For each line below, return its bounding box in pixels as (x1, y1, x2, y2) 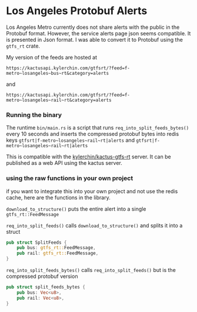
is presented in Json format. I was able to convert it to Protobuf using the (6, 36, 183, 43)
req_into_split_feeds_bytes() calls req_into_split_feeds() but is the (6, 267, 176, 274)
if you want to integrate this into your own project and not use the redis (6, 187, 178, 195)
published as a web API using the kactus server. (6, 160, 122, 167)
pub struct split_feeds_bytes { (6, 284, 85, 290)
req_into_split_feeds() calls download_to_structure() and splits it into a (6, 222, 183, 229)
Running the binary (6, 111, 62, 119)
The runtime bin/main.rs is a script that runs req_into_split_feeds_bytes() (6, 124, 189, 131)
